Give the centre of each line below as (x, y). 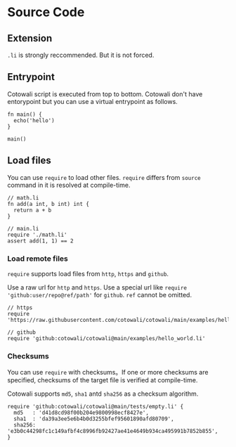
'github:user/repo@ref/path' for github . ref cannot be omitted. (99, 294)
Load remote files (38, 259)
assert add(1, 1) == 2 (40, 241)
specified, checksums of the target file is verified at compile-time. (103, 380)
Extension (30, 38)
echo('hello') (34, 120)
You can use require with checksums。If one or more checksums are (108, 372)
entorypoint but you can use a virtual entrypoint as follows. (92, 101)
